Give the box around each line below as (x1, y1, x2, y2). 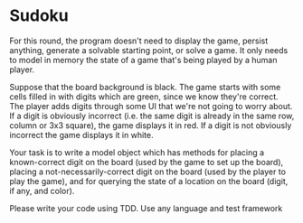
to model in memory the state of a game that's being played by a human (9, 54, 278, 65)
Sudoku (9, 5, 70, 26)
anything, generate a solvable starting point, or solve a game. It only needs (9, 44, 289, 55)
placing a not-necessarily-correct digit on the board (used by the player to (9, 166, 287, 177)
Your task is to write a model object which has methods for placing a (9, 146, 265, 158)
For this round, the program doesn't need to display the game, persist (9, 35, 269, 46)
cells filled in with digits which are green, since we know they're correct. (9, 91, 279, 102)
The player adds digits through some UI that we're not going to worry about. (9, 100, 293, 111)
